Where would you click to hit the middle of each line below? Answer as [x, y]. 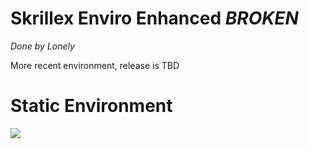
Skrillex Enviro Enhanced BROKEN [154, 18]
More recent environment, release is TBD [95, 65]
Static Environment [91, 106]
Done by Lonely [42, 46]
